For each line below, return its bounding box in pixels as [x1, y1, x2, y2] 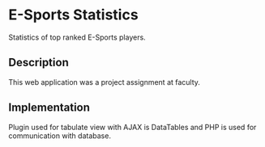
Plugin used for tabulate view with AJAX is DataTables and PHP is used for [8, 122, 257, 132]
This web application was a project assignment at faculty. [8, 77, 201, 86]
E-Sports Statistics [8, 6, 139, 24]
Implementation [8, 101, 91, 115]
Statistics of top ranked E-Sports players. [8, 32, 146, 42]
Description [8, 56, 69, 69]
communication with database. [8, 131, 112, 141]
